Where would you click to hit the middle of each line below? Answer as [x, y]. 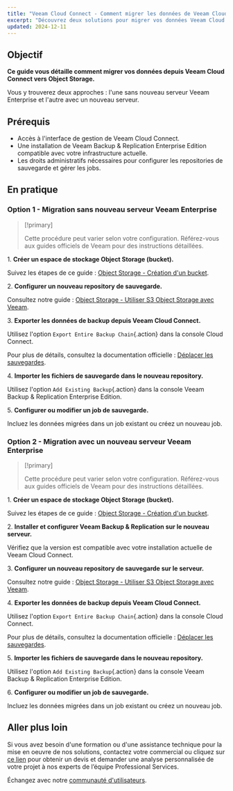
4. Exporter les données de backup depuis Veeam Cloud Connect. [104, 602]
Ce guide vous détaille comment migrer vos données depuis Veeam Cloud [116, 72]
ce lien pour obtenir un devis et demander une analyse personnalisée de [111, 759]
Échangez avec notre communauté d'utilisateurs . [77, 780]
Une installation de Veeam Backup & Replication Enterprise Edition [112, 146]
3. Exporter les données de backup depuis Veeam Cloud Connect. [104, 320]
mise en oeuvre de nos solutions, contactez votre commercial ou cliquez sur [116, 751]
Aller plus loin [37, 728]
